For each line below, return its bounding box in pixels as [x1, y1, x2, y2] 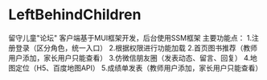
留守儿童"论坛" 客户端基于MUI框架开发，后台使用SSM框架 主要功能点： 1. [8, 33, 253, 42]
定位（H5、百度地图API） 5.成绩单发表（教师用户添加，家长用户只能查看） [14, 62, 263, 73]
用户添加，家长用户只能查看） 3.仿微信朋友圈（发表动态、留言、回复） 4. [8, 53, 251, 62]
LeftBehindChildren [8, 6, 142, 24]
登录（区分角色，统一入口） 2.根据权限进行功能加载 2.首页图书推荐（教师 [14, 42, 258, 53]
